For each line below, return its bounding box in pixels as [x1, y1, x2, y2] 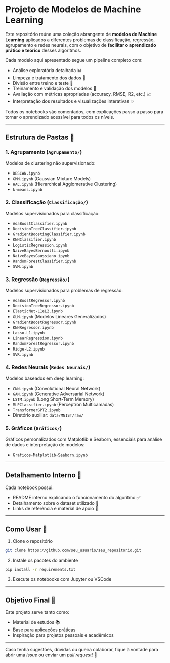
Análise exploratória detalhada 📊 [12, 67, 82, 73]
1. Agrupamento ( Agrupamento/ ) [5, 149, 82, 156]
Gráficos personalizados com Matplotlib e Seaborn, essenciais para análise [5, 436, 162, 442]
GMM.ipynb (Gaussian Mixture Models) [12, 175, 91, 181]
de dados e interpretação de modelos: [5, 441, 85, 447]
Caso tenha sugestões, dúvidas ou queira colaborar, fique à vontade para [5, 647, 158, 652]
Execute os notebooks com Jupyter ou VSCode [12, 576, 112, 582]
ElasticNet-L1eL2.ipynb [12, 309, 63, 314]
